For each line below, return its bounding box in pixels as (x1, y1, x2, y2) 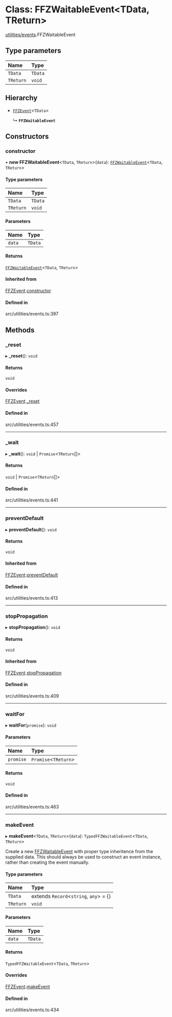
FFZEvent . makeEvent (5, 984, 50, 990)
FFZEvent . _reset (5, 398, 40, 404)
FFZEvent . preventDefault (5, 571, 58, 578)
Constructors (5, 132, 49, 141)
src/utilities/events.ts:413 (5, 595, 58, 601)
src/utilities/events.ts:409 (5, 693, 59, 699)
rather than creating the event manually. (5, 859, 90, 865)
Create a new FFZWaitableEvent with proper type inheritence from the (5, 848, 154, 855)
